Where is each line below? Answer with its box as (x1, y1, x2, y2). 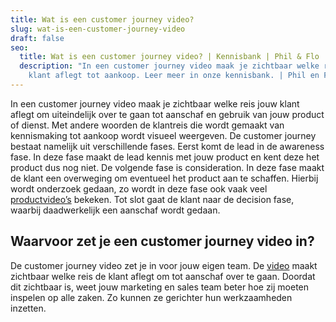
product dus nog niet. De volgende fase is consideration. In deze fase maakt (10, 161, 325, 173)
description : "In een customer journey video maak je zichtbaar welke (19, 61, 320, 71)
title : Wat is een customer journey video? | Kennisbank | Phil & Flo (19, 52, 320, 62)
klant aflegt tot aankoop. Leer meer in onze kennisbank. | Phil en (28, 71, 320, 81)
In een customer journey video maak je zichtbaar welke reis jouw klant (10, 97, 300, 110)
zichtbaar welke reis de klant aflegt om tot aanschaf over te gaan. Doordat (10, 270, 316, 282)
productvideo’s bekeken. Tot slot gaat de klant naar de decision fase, (10, 193, 295, 205)
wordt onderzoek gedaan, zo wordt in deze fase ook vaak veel (10, 182, 268, 195)
